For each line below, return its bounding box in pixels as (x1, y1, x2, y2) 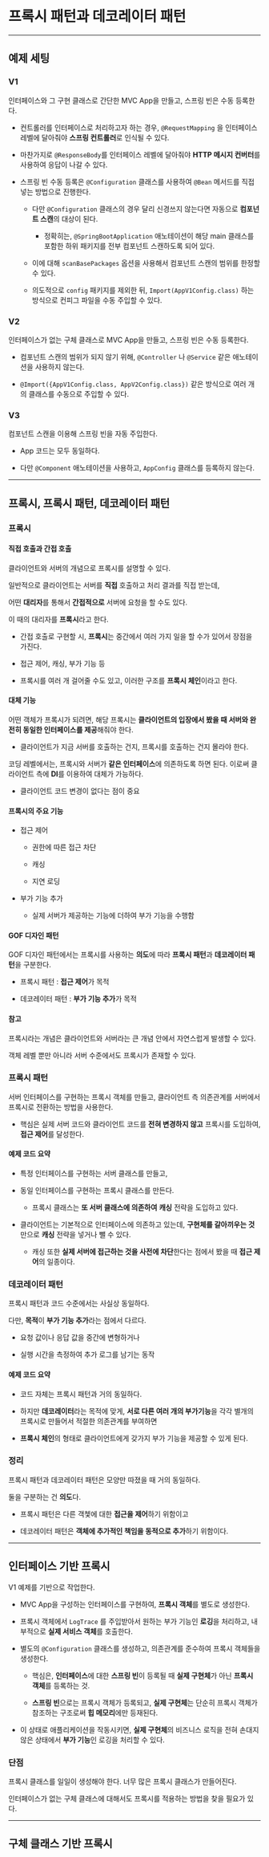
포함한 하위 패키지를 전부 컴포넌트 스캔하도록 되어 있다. (43, 241, 215, 250)
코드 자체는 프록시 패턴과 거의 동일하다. (19, 1389, 143, 1399)
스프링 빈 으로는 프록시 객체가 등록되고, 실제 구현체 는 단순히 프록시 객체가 (31, 1697, 259, 1707)
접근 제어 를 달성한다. (19, 1129, 85, 1138)
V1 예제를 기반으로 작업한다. (8, 1582, 95, 1592)
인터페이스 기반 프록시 (8, 1559, 110, 1574)
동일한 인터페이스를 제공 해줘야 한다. (22, 724, 134, 735)
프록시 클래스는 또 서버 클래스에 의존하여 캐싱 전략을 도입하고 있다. (31, 1203, 239, 1212)
